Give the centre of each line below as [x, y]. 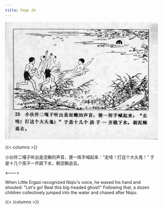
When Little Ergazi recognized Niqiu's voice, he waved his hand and [73, 182]
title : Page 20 [20, 10]
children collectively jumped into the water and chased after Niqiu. [71, 192]
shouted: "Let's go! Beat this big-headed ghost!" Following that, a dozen [77, 187]
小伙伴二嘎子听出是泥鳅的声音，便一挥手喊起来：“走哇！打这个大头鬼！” [77, 157]
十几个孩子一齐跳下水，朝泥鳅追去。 [45, 163]
